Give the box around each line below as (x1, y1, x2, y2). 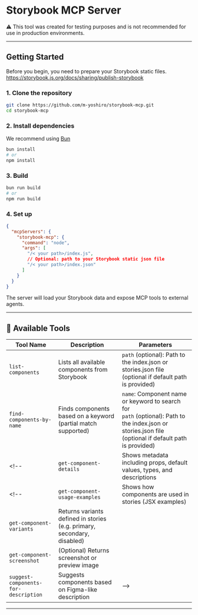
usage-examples (58, 494, 101, 501)
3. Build (6, 171, 28, 180)
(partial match (58, 419, 97, 428)
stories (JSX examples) (121, 497, 187, 506)
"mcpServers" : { (11, 229, 51, 235)
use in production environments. (6, 29, 85, 36)
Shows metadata (121, 451, 169, 460)
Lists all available (58, 358, 105, 366)
